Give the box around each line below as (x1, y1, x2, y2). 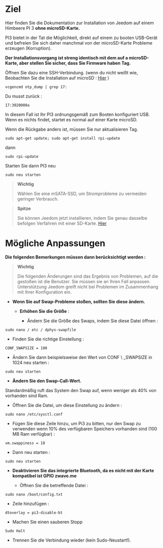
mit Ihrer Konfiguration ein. (17, 289, 72, 295)
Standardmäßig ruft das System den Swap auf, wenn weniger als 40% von (5, 387, 157, 393)
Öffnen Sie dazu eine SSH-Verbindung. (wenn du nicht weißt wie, (5, 69, 138, 75)
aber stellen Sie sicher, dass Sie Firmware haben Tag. (19, 60, 131, 66)
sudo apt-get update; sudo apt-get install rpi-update (5, 136, 121, 141)
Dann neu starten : (12, 449, 50, 455)
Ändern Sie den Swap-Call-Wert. (12, 378, 81, 384)
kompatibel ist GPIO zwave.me (12, 473, 77, 479)
